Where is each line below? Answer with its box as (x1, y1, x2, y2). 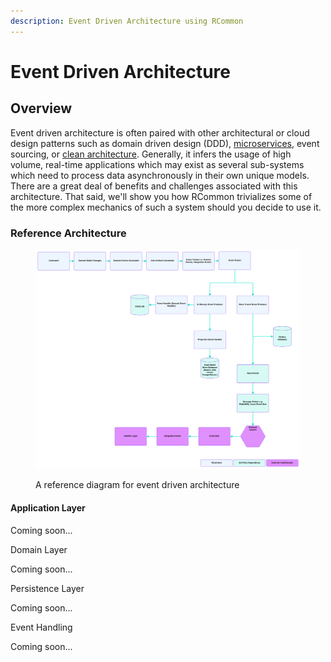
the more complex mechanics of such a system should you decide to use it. (10, 201, 322, 213)
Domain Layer (10, 543, 68, 555)
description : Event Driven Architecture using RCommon (10, 16, 244, 26)
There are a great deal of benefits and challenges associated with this (10, 180, 298, 192)
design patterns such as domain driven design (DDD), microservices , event (10, 137, 320, 149)
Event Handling (10, 621, 73, 633)
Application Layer (10, 502, 86, 514)
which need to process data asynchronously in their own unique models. (10, 169, 310, 181)
